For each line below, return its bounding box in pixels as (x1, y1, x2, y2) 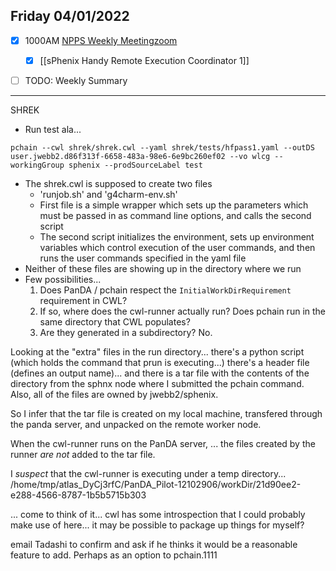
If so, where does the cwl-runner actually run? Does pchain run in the (39, 305, 326, 317)
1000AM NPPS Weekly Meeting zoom (24, 34, 178, 46)
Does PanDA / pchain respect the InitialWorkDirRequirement (39, 284, 292, 296)
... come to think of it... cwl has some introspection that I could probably (10, 509, 306, 520)
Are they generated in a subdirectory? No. (39, 327, 213, 338)
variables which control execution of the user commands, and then (39, 242, 316, 253)
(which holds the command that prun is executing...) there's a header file (10, 357, 310, 368)
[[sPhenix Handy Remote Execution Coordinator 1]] (39, 54, 250, 66)
